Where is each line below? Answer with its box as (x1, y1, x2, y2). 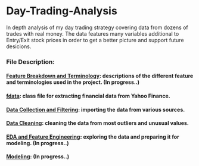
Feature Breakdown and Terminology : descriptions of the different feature (6, 73, 194, 80)
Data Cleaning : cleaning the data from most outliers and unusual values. (6, 120, 189, 127)
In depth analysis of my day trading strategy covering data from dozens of (6, 24, 189, 31)
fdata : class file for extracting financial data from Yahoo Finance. (6, 92, 171, 99)
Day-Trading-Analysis (6, 4, 117, 18)
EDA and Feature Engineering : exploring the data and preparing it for (6, 133, 180, 140)
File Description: (6, 58, 55, 66)
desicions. (6, 43, 32, 50)
